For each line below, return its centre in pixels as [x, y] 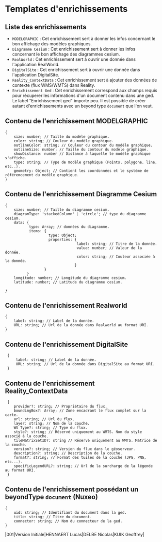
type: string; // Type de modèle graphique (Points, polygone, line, [86, 162]
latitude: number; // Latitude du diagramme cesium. [68, 282]
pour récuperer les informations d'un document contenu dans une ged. [83, 95]
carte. [12, 415]
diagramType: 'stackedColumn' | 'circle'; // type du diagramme [80, 214]
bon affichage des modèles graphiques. [52, 44]
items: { [38, 231]
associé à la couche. [27, 436]
